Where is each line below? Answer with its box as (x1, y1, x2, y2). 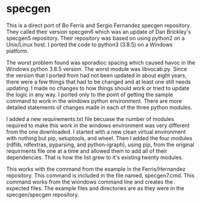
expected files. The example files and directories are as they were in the (6, 184, 185, 191)
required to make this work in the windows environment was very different (6, 122, 190, 129)
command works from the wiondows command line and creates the (6, 178, 173, 185)
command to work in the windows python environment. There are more (6, 97, 182, 104)
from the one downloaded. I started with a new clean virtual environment (6, 128, 186, 135)
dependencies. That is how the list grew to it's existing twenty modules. (6, 153, 184, 161)
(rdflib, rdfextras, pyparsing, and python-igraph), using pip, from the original (6, 141, 194, 148)
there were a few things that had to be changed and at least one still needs (6, 78, 191, 85)
